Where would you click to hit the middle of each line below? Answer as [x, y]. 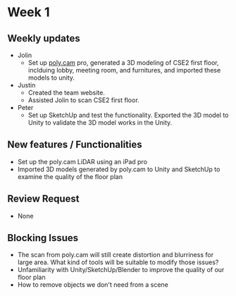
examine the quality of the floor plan [70, 176]
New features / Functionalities [75, 145]
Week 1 [29, 12]
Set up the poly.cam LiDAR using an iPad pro [82, 161]
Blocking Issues [43, 238]
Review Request [43, 199]
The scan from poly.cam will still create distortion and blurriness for [115, 255]
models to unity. [51, 78]
